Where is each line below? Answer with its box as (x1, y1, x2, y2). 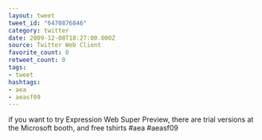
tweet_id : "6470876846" (8, 19, 88, 27)
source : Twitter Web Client (8, 41, 102, 49)
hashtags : (8, 78, 41, 86)
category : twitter (8, 26, 69, 34)
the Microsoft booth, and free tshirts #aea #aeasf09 (8, 123, 179, 133)
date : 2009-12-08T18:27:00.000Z (8, 33, 115, 42)
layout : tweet (8, 11, 56, 20)
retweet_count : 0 (8, 56, 66, 64)
